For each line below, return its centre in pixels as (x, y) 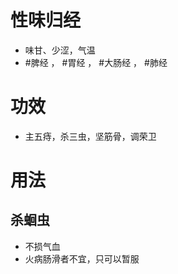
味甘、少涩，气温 (60, 50)
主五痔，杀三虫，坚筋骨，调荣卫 (90, 136)
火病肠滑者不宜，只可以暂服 (82, 258)
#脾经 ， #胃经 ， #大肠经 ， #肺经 (96, 62)
